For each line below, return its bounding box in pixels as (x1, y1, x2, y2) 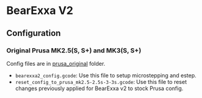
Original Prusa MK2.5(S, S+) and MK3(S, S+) (6, 46, 142, 55)
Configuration (6, 28, 61, 38)
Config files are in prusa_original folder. (6, 60, 106, 67)
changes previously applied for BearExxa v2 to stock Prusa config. (15, 85, 184, 92)
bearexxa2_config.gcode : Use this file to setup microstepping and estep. (15, 71, 197, 79)
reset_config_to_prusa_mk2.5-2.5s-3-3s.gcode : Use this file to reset (15, 78, 187, 85)
